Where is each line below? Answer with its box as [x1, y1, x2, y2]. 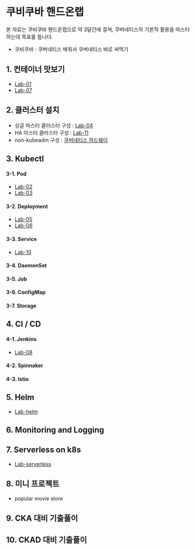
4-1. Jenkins [6, 335, 37, 342]
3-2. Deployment [6, 203, 48, 210]
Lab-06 [14, 222, 33, 229]
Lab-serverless [14, 460, 51, 467]
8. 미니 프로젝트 [6, 479, 60, 489]
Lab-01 [14, 80, 32, 87]
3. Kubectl [6, 154, 44, 164]
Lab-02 [14, 183, 33, 191]
